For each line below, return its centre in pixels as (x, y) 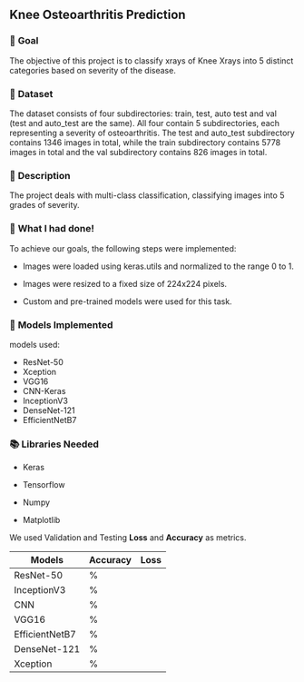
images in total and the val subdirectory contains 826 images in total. (138, 152)
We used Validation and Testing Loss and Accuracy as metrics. (128, 538)
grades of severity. (44, 205)
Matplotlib (41, 520)
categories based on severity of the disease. (93, 70)
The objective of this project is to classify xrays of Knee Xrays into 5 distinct (152, 60)
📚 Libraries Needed (54, 444)
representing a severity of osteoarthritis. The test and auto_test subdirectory (152, 133)
